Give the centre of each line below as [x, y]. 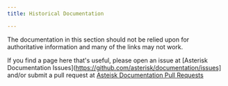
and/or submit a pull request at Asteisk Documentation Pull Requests [105, 75]
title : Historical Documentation [56, 14]
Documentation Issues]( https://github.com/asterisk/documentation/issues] [114, 67]
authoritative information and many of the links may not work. [95, 46]
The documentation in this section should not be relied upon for [98, 40]
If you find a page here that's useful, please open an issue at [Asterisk [108, 60]
